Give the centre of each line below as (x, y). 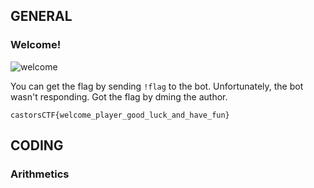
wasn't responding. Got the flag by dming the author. (119, 96)
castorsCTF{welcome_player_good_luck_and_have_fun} (120, 115)
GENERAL (41, 16)
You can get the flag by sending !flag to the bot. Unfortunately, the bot (157, 86)
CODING (37, 145)
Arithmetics (40, 174)
